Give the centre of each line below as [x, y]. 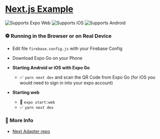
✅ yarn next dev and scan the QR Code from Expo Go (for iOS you [87, 77]
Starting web [26, 93]
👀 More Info [19, 121]
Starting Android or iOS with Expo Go [51, 68]
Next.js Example [39, 9]
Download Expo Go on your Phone [47, 58]
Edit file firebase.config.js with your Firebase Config [67, 48]
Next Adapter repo [31, 131]
